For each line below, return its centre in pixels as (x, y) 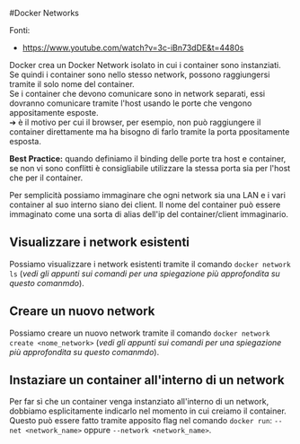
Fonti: (20, 30)
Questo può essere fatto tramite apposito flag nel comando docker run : (141, 421)
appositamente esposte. (54, 113)
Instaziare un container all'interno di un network (147, 380)
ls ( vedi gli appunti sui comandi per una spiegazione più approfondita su (145, 274)
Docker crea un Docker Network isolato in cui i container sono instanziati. (145, 65)
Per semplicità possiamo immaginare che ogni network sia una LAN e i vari (147, 195)
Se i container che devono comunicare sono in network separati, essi (137, 94)
